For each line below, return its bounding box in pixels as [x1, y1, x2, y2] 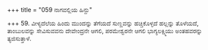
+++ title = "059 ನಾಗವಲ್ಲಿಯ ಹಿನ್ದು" [7, 6, 93, 14]
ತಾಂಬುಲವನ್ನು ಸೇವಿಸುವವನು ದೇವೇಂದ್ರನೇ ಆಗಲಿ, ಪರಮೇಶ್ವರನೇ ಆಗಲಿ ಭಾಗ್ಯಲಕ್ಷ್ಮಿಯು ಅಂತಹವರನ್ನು [7, 27, 203, 34]
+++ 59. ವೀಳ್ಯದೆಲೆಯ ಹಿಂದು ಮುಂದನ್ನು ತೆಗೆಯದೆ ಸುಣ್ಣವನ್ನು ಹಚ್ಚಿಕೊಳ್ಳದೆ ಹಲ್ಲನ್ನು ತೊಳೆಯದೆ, [7, 20, 199, 27]
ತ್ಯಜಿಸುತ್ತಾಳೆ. [7, 34, 32, 43]
